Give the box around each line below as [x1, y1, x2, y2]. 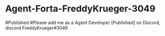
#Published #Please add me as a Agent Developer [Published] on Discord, [5, 19, 161, 25]
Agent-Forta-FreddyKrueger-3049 [5, 3, 156, 14]
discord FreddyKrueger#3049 [5, 24, 68, 30]
